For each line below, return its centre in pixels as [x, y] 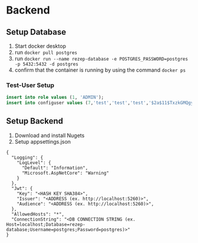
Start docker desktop [40, 46]
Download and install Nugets [49, 135]
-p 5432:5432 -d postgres [46, 64]
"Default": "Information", [55, 168]
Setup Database [36, 32]
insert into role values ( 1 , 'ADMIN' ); [55, 98]
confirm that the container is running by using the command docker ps [100, 70]
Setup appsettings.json [43, 141]
